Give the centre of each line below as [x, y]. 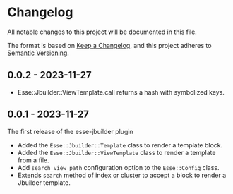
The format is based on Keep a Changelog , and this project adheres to [109, 45]
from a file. [33, 160]
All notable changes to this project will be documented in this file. [102, 32]
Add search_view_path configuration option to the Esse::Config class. [119, 167]
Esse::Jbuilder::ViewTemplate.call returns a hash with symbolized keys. [121, 92]
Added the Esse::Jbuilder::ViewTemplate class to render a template [116, 152]
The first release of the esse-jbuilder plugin [70, 131]
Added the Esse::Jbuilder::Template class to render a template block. [120, 145]
